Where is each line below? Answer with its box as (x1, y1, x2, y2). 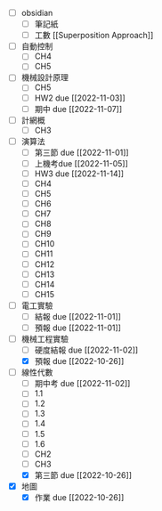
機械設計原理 (20, 72, 69, 83)
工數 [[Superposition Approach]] (34, 30, 154, 41)
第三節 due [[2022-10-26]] (34, 469, 133, 480)
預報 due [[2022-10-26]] (34, 356, 125, 367)
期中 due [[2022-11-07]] (34, 103, 123, 114)
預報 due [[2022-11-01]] (34, 322, 122, 333)
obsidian (20, 8, 53, 18)
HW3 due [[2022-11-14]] (34, 168, 125, 179)
